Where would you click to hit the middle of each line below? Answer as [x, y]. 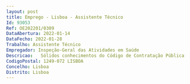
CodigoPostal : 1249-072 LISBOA [45, 61]
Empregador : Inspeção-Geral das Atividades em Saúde [73, 50]
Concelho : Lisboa [28, 67]
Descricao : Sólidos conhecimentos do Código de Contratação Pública [95, 56]
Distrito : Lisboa [28, 72]
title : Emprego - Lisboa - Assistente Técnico [65, 17]
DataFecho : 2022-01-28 [34, 39]
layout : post [22, 12]
